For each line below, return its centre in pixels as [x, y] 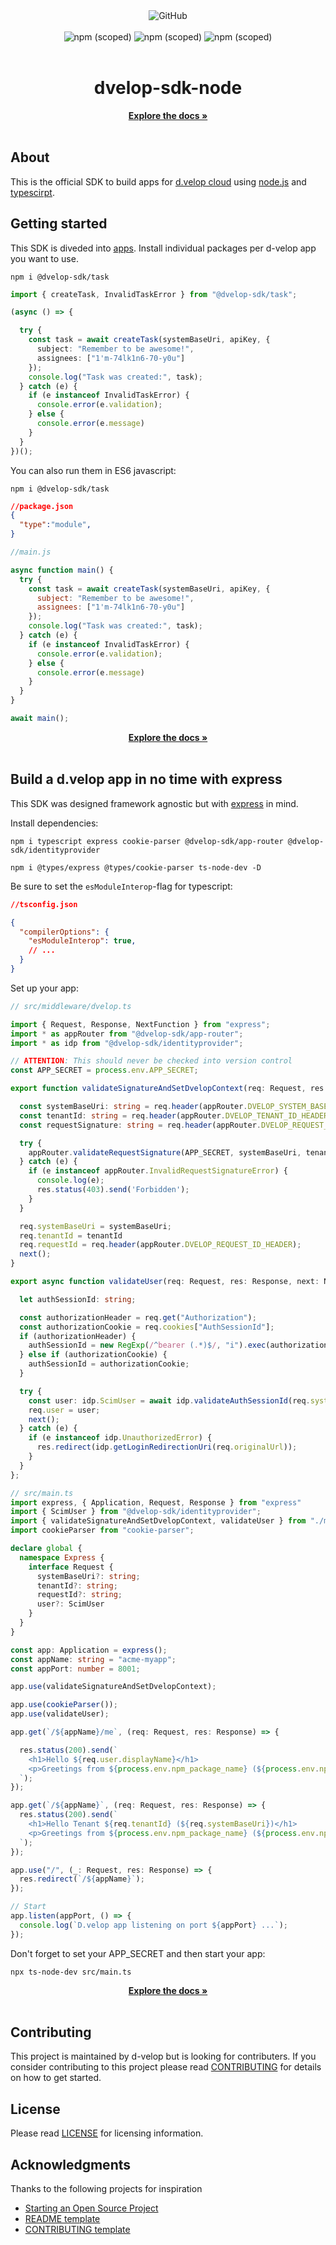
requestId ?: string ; [79, 1595]
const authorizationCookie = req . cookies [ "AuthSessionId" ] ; [147, 1327]
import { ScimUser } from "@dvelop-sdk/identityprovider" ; [136, 1512]
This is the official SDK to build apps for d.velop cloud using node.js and [158, 181]
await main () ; [40, 719]
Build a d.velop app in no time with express [146, 779]
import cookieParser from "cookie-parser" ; [102, 1530]
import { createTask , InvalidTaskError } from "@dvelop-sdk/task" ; [154, 294]
